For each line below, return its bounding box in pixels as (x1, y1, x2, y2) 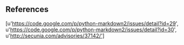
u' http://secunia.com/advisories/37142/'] (5, 32, 105, 39)
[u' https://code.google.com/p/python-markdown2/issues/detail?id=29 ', (5, 20, 179, 27)
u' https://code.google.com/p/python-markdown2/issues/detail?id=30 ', (5, 26, 177, 33)
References (5, 5, 49, 14)
